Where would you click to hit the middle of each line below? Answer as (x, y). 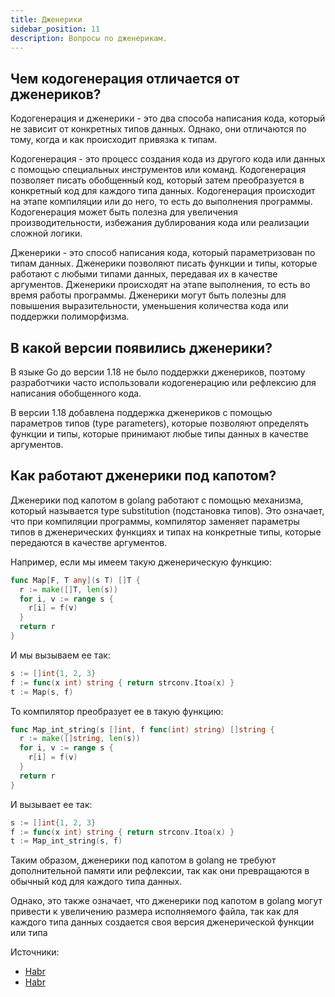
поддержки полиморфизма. (70, 317)
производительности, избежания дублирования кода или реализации (160, 223)
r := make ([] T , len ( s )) (68, 589)
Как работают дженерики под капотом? (143, 476)
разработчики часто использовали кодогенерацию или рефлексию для (163, 382)
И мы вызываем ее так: (60, 655)
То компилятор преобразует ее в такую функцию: (117, 711)
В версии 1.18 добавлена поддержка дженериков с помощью (141, 412)
